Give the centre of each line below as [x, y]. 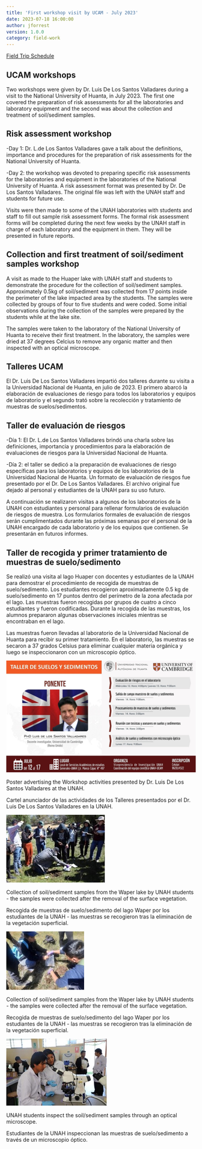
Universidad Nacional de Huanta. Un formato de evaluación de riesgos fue [98, 477]
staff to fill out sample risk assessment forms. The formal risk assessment [98, 216]
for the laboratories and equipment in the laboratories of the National [91, 179]
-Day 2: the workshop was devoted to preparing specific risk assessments [98, 173]
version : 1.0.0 [25, 32]
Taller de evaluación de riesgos [66, 425]
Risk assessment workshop [59, 134]
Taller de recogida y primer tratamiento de [87, 553]
